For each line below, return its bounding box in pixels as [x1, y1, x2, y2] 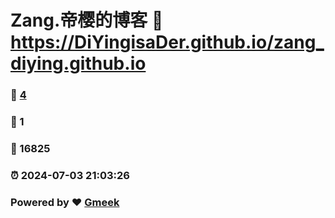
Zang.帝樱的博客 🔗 [10, 9, 164, 32]
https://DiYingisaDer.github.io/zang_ [10, 31, 325, 54]
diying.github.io [10, 52, 147, 75]
